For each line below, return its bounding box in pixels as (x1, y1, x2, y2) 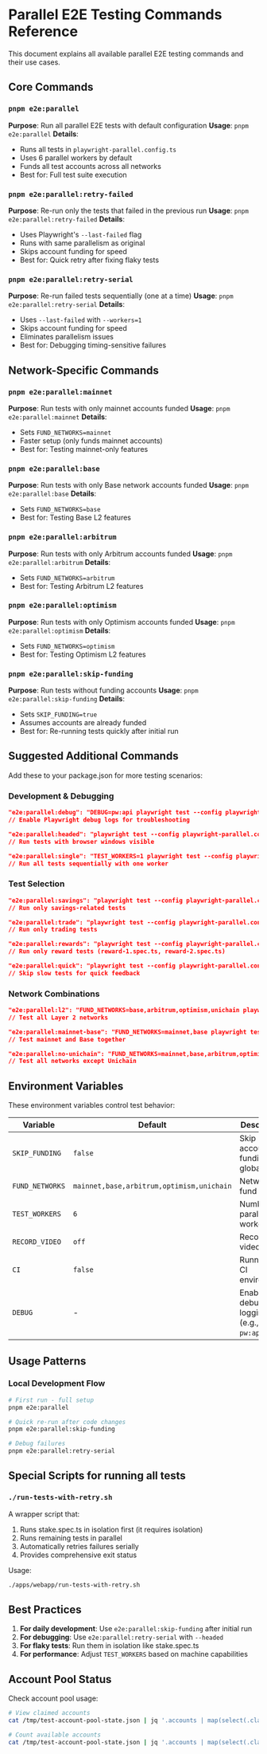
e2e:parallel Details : (8, 129, 79, 139)
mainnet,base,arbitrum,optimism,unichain (72, 1182, 232, 1191)
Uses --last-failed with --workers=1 (19, 315, 142, 324)
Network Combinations (8, 988, 100, 999)
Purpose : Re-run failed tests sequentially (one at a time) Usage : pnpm (8, 291, 234, 300)
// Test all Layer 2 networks (8, 1014, 109, 1022)
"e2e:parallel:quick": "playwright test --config (8, 962, 176, 970)
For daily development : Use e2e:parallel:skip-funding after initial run (19, 1624, 253, 1634)
